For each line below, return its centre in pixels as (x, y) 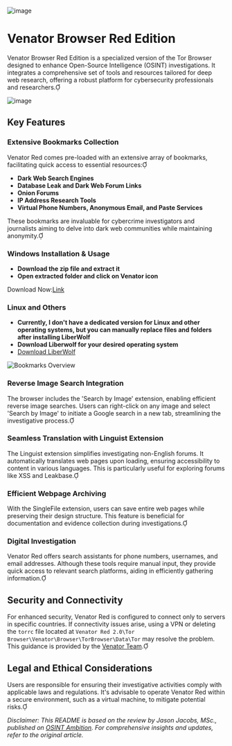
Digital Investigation (42, 542)
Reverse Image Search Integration (66, 383)
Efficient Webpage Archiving (57, 493)
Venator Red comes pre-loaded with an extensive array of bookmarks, (107, 157)
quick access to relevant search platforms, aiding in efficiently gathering (110, 571)
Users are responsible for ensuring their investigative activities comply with (115, 685)
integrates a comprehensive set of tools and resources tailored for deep (110, 72)
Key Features (36, 122)
